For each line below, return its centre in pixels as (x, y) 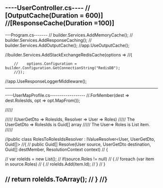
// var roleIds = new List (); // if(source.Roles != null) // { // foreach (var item (80, 159)
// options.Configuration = (45, 64)
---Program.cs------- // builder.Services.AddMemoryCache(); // (69, 35)
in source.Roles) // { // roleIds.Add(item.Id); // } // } (55, 164)
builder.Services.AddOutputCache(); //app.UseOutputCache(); (67, 45)
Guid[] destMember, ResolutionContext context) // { (57, 149)
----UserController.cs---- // (48, 8)
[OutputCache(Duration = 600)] (54, 16)
